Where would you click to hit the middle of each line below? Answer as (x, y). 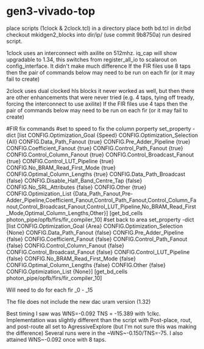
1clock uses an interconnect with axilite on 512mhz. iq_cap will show (92, 53)
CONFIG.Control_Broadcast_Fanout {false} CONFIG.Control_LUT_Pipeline (98, 252)
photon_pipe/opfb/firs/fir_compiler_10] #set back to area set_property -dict (100, 219)
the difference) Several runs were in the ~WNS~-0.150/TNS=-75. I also (95, 333)
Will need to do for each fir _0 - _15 (50, 290)
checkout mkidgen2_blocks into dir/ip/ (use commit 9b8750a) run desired (99, 34)
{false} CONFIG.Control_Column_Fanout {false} (65, 245)
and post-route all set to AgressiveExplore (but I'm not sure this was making (101, 326)
